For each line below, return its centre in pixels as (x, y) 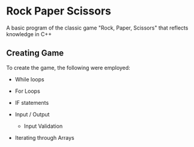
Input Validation (43, 126)
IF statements (32, 102)
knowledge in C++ (29, 34)
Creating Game (35, 53)
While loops (29, 79)
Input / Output (32, 114)
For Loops (27, 91)
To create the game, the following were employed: (68, 67)
